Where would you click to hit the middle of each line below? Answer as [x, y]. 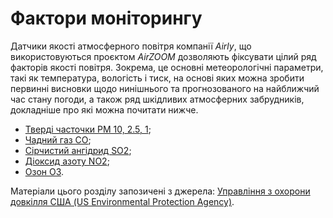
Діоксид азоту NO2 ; [67, 161]
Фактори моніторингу [106, 18]
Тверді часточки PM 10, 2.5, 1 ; [88, 129]
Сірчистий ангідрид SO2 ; [78, 150]
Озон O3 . [44, 171]
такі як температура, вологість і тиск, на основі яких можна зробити [157, 78]
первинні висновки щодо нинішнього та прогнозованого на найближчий [165, 88]
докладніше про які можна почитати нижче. [104, 109]
